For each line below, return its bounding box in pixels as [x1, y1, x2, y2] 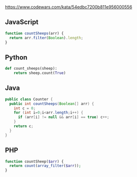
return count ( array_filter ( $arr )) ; [9, 163, 81, 168]
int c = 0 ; [14, 106, 36, 111]
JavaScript [5, 18, 39, 26]
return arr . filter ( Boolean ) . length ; [9, 35, 83, 40]
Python [5, 53, 28, 61]
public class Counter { [5, 97, 53, 102]
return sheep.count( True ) [14, 71, 66, 75]
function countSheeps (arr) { [5, 31, 64, 36]
